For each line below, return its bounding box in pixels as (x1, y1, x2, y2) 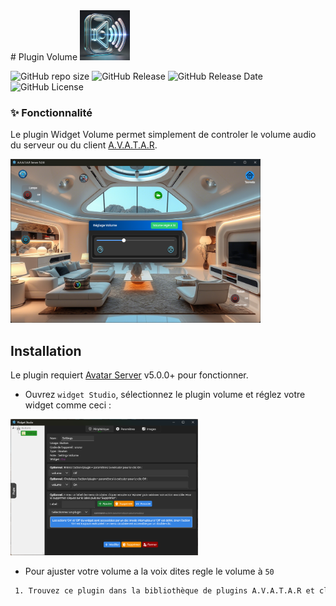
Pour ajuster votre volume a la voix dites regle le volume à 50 (24, 565, 275, 577)
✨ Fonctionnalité (10, 105, 93, 119)
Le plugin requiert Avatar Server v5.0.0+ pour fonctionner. (10, 369, 249, 381)
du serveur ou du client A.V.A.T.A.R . (10, 139, 158, 151)
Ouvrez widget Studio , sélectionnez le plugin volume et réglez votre (24, 389, 306, 401)
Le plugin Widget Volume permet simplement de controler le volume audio (10, 129, 317, 141)
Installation (10, 342, 82, 359)
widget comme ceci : (24, 399, 112, 411)
